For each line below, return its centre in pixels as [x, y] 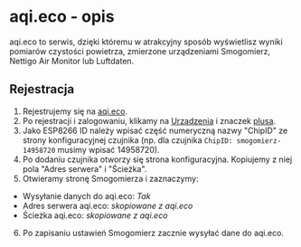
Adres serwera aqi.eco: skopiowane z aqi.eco [108, 205]
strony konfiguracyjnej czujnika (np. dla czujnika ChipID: [127, 140]
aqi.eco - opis [62, 17]
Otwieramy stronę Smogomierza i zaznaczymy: [110, 178]
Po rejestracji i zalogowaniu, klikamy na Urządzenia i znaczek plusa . [149, 120]
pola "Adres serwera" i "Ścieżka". [85, 168]
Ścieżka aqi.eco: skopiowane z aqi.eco [95, 215]
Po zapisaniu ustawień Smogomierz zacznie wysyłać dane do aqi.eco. [153, 233]
